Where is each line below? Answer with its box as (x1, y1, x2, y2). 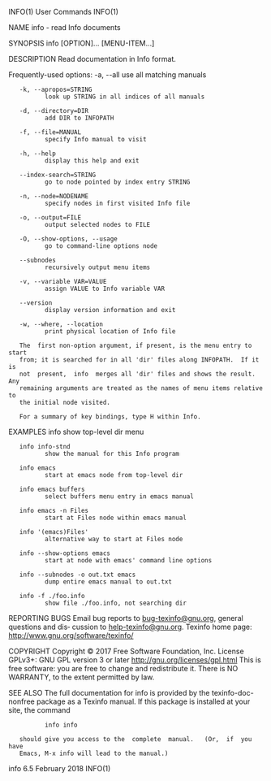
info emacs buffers (19, 485, 85, 493)
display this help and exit (44, 157, 140, 165)
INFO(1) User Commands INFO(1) (8, 7, 119, 16)
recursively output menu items (44, 263, 151, 271)
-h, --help (19, 150, 57, 158)
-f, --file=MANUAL (19, 128, 82, 137)
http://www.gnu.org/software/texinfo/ (8, 631, 134, 640)
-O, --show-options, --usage (19, 235, 118, 243)
